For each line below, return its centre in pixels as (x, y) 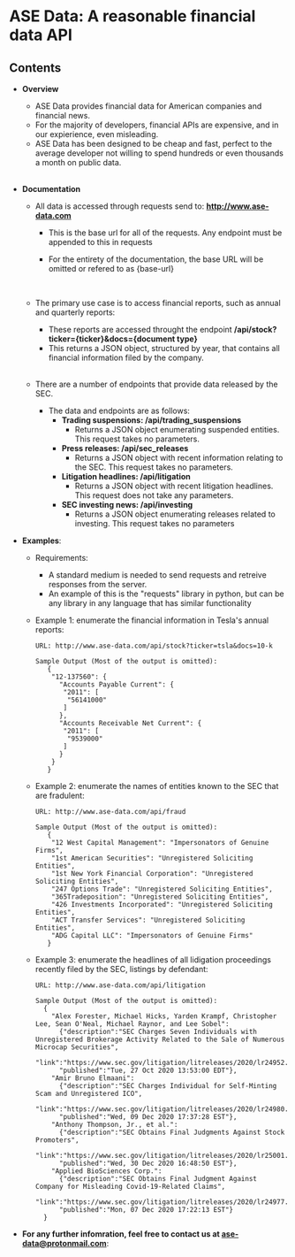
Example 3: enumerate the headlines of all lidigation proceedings (153, 960)
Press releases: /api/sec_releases (125, 448)
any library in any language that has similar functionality (150, 603)
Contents (35, 68)
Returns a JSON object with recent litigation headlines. (174, 486)
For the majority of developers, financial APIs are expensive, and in (157, 125)
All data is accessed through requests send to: (120, 206)
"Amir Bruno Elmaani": (93, 1078)
